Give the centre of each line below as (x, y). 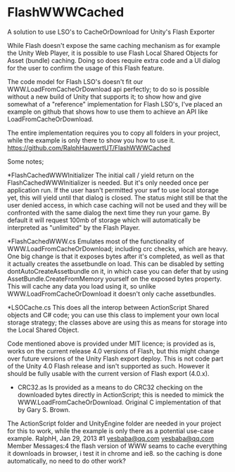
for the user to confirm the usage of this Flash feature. (86, 68)
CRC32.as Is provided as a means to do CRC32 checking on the (110, 387)
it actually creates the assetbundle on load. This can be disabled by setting (116, 264)
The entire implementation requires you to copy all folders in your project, (114, 133)
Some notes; (26, 161)
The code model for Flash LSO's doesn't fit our (75, 81)
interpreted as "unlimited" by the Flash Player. (74, 227)
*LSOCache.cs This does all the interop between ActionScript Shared (108, 307)
